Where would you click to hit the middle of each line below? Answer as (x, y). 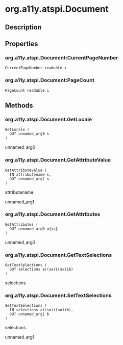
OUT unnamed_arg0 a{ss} (34, 229)
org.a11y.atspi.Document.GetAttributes (53, 214)
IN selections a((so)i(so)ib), (41, 310)
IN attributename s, (30, 174)
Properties (22, 43)
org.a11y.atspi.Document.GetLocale (49, 119)
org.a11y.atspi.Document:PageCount (50, 80)
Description (23, 27)
